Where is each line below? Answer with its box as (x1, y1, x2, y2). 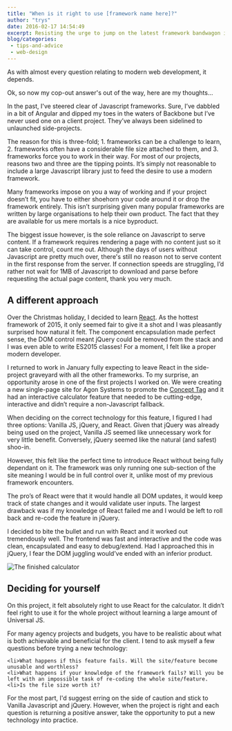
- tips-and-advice (10, 42, 64, 49)
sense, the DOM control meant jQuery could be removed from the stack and (7, 335, 223, 343)
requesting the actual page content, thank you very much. (7, 274, 173, 282)
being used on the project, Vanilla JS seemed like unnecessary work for (7, 428, 212, 436)
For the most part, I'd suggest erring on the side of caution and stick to (7, 694, 209, 702)
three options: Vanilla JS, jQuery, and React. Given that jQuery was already (7, 420, 220, 429)
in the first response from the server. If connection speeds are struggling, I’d (7, 260, 224, 268)
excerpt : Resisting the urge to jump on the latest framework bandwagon (7, 29, 221, 37)
